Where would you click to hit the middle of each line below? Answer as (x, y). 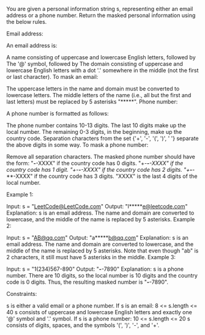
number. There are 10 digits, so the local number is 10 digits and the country (102, 275)
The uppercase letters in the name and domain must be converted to (93, 89)
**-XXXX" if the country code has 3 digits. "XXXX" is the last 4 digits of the (102, 176)
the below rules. (27, 22)
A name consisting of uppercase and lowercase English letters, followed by (101, 57)
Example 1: (20, 194)
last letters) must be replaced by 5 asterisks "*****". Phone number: (92, 101)
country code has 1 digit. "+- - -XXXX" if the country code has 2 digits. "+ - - (101, 170)
